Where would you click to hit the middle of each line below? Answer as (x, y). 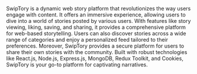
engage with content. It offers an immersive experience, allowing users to (96, 15)
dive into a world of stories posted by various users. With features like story (99, 21)
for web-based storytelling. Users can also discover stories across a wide (96, 33)
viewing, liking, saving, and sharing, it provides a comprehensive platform (96, 27)
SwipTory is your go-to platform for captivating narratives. (77, 65)
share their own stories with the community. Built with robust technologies (97, 52)
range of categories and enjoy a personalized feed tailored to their (87, 40)
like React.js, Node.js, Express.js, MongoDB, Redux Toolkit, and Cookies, (95, 58)
